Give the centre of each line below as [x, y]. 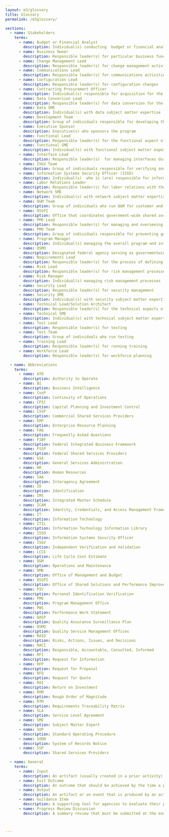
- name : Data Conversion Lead [50, 99]
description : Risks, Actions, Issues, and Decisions [80, 641]
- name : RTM [31, 701]
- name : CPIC [32, 402]
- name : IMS [31, 496]
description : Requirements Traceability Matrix [74, 706]
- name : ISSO [32, 533]
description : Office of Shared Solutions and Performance [85, 584]
